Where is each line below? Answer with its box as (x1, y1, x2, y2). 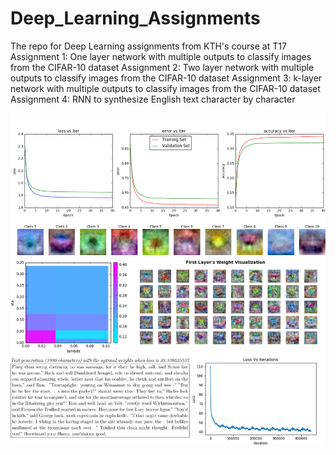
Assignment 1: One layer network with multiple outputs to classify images (10, 50, 312, 62)
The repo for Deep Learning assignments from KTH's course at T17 (10, 40, 287, 52)
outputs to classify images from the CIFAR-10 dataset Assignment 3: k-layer (10, 72, 323, 84)
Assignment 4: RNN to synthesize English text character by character (10, 93, 296, 105)
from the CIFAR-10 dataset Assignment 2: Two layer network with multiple (10, 61, 315, 73)
